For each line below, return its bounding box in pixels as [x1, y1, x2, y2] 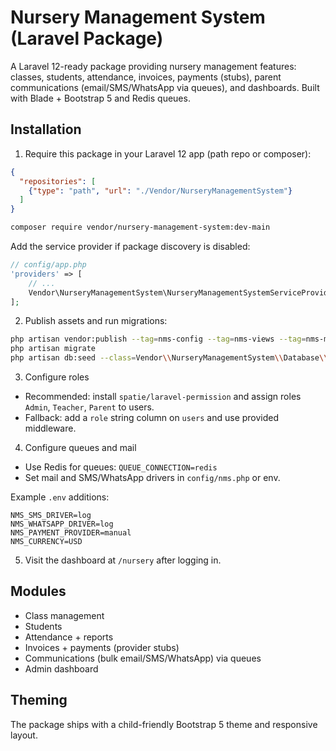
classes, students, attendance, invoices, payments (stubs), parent [10, 71, 282, 83]
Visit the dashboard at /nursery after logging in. [24, 554, 222, 566]
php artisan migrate [10, 344, 97, 354]
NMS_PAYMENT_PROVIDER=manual [10, 528, 132, 538]
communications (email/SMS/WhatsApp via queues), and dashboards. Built [10, 81, 320, 93]
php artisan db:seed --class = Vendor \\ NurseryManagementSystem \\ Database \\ [10, 353, 329, 363]
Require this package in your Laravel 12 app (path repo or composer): [24, 147, 312, 160]
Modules [10, 583, 67, 600]
